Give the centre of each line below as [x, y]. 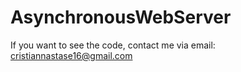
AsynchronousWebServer [121, 17]
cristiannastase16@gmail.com [71, 55]
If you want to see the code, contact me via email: [113, 45]
